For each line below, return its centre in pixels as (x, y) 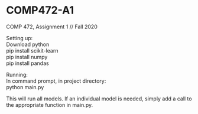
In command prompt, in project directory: (56, 81)
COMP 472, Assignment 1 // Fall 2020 (52, 27)
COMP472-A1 (40, 10)
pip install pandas (27, 63)
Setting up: (20, 38)
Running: (17, 74)
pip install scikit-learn (32, 50)
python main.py (25, 87)
